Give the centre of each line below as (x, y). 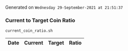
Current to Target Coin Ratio (40, 20)
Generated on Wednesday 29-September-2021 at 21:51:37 (64, 7)
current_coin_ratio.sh (29, 31)
